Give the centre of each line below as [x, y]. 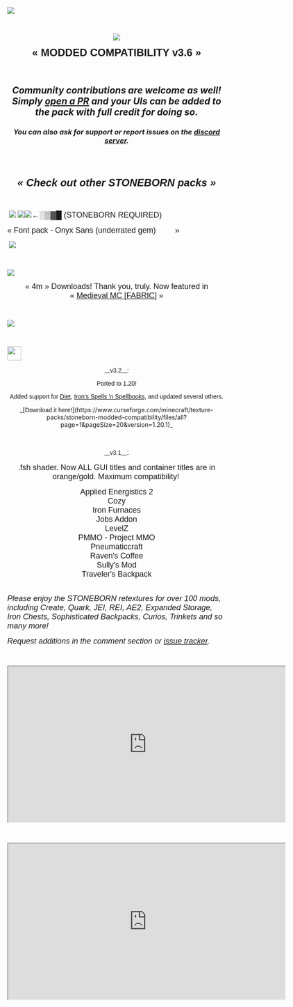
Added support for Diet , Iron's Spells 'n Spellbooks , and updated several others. [117, 396]
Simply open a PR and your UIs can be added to [117, 101]
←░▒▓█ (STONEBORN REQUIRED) [96, 214]
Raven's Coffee [117, 556]
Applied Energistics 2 [117, 492]
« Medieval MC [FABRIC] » [117, 295]
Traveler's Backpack [117, 574]
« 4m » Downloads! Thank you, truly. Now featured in [117, 286]
